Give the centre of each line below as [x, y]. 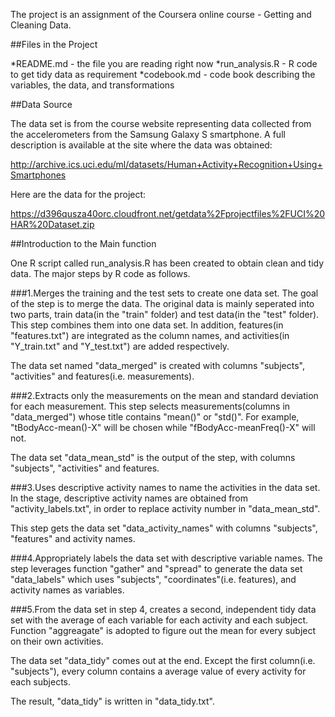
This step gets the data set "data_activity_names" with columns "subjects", [164, 528]
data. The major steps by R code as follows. [100, 273]
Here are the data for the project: [78, 194]
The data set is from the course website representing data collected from [161, 123]
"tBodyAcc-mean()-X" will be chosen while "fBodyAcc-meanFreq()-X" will [163, 427]
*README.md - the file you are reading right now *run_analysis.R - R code [164, 63]
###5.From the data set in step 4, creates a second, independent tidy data [163, 609]
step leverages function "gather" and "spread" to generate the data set [156, 568]
